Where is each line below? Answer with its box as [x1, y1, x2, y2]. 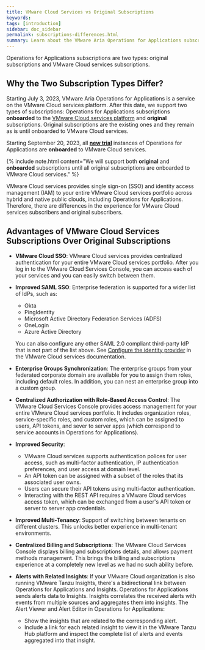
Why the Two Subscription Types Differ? [6, 78, 164, 89]
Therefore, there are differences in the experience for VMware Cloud [6, 202, 179, 209]
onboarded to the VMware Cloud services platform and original [6, 114, 167, 121]
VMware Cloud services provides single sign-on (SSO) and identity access [6, 182, 194, 190]
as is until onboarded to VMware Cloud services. [6, 127, 129, 135]
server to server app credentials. [24, 504, 107, 512]
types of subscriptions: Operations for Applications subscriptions [6, 108, 170, 115]
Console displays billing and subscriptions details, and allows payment [15, 548, 193, 555]
